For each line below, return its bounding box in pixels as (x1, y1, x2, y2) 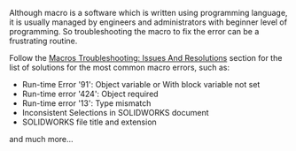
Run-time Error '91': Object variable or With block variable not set (21, 79, 261, 89)
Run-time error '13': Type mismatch (21, 98, 152, 109)
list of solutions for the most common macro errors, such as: (9, 62, 230, 72)
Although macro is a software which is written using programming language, (9, 8, 288, 18)
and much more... (9, 134, 74, 144)
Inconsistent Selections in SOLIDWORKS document (21, 108, 210, 117)
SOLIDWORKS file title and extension (21, 117, 157, 127)
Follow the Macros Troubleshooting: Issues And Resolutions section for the (9, 53, 283, 63)
